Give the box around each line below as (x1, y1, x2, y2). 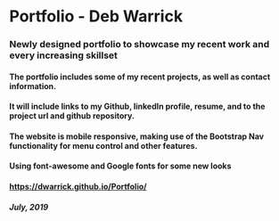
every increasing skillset (9, 49, 119, 61)
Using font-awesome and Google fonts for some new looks (9, 160, 232, 171)
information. (9, 80, 56, 91)
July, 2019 (9, 201, 49, 212)
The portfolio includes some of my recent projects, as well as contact (9, 71, 271, 82)
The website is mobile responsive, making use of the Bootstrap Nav (9, 131, 265, 142)
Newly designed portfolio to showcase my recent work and (9, 38, 270, 51)
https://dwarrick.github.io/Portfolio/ (9, 181, 147, 192)
